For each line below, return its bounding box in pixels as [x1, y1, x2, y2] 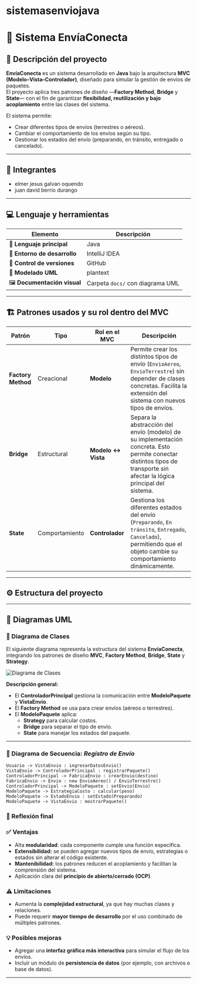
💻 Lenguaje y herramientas [6, 210, 110, 220]
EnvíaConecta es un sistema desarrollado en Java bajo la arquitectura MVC [6, 70, 191, 77]
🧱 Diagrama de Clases [6, 632, 70, 640]
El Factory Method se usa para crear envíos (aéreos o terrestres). [14, 704, 174, 711]
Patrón [11, 331, 30, 339]
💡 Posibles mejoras [6, 934, 62, 942]
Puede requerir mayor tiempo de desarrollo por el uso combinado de [14, 913, 183, 920]
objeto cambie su [130, 547, 178, 555]
